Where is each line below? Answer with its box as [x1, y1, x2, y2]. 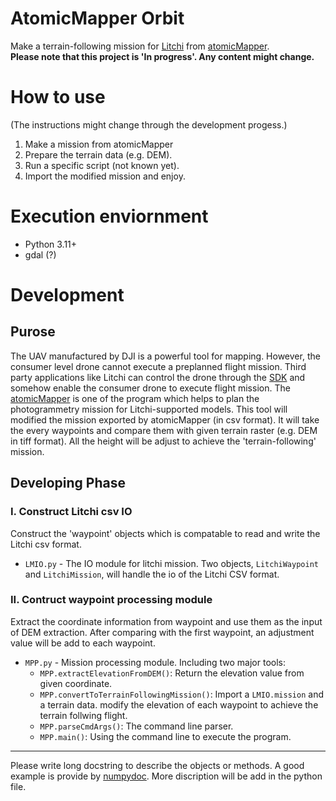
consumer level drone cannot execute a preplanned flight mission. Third [10, 360, 307, 372]
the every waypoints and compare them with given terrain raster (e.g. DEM [10, 424, 318, 436]
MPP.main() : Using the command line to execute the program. [39, 730, 292, 742]
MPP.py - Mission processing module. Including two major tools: [24, 656, 286, 668]
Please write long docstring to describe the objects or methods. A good [10, 759, 305, 771]
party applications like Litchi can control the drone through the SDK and [10, 371, 306, 383]
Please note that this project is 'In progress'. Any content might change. [10, 50, 315, 62]
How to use [10, 86, 106, 109]
